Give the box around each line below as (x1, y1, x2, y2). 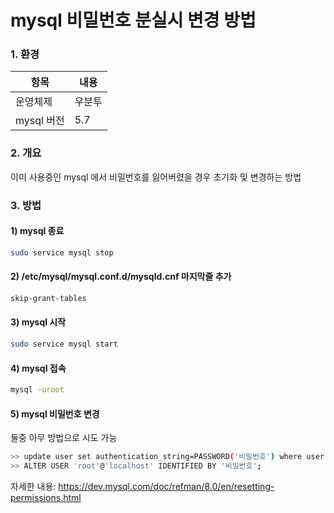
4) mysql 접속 (10, 362, 67, 374)
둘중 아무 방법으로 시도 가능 (10, 432, 118, 444)
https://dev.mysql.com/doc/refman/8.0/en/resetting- (58, 480, 275, 492)
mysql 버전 (15, 114, 65, 128)
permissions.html (10, 491, 82, 503)
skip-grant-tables (10, 293, 87, 303)
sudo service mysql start (10, 339, 118, 350)
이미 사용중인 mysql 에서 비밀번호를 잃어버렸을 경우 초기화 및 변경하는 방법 (10, 171, 302, 183)
